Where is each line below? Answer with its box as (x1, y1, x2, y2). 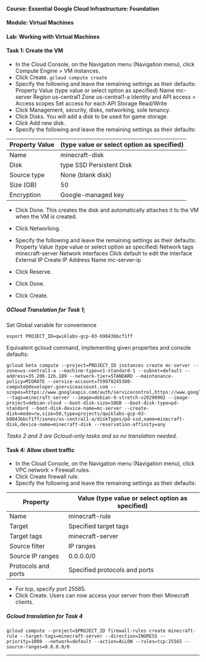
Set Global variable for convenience (6, 321, 97, 328)
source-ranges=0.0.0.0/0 (6, 644, 70, 650)
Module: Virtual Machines (6, 19, 74, 26)
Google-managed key (60, 190, 124, 199)
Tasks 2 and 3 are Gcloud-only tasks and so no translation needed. (6, 432, 178, 439)
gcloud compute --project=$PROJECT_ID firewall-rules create (6, 628, 166, 634)
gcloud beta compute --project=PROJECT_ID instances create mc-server (6, 362, 191, 368)
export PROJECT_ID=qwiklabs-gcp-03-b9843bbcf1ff (6, 333, 133, 339)
